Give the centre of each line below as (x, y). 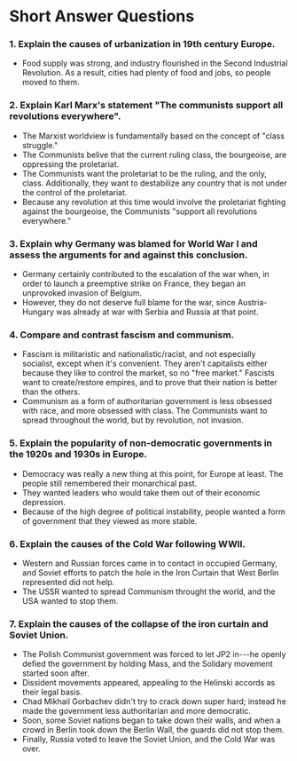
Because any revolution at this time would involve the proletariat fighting (154, 202)
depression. (44, 502)
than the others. (51, 392)
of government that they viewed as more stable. (109, 520)
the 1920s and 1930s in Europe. (78, 455)
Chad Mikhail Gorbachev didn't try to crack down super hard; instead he (154, 702)
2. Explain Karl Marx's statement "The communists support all (146, 106)
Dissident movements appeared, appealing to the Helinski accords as (148, 683)
